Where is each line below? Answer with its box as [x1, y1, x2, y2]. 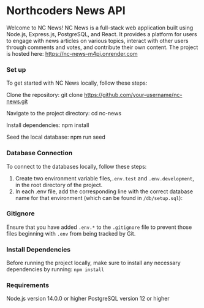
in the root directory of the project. [15, 181, 103, 188]
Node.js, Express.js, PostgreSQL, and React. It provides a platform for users [6, 30, 197, 37]
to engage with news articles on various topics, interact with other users [6, 37, 189, 44]
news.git [6, 98, 28, 105]
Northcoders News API [6, 4, 126, 18]
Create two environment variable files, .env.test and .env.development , [15, 174, 195, 182]
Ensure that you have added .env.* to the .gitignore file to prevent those [6, 223, 192, 231]
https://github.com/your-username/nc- [84, 91, 183, 99]
